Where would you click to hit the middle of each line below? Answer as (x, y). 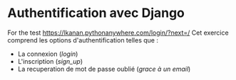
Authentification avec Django (96, 13)
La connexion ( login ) (48, 54)
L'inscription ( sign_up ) (50, 61)
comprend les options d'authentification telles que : (83, 40)
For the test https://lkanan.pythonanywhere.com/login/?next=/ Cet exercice (118, 33)
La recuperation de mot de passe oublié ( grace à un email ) (104, 69)
